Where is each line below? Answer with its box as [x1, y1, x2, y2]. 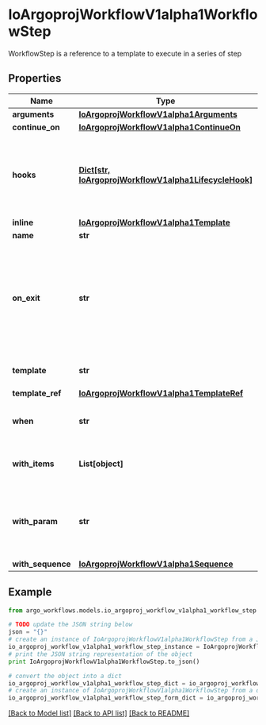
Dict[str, [78, 164, 111, 175]
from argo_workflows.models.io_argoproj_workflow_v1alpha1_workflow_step [8, 606, 257, 615]
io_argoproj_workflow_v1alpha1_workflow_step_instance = [8, 643, 200, 651]
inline [12, 217, 34, 228]
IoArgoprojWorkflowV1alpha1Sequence [78, 558, 234, 569]
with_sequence [12, 558, 71, 569]
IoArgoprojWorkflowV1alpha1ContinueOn [78, 121, 241, 133]
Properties [8, 71, 62, 85]
